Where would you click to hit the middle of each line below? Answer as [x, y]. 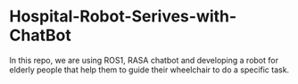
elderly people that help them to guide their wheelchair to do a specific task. [149, 70]
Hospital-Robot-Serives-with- [123, 17]
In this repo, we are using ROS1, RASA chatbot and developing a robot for [144, 60]
